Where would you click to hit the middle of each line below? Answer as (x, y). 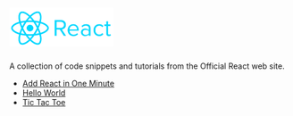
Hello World (44, 93)
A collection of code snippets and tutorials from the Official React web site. (147, 66)
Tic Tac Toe (44, 102)
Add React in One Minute (68, 83)
